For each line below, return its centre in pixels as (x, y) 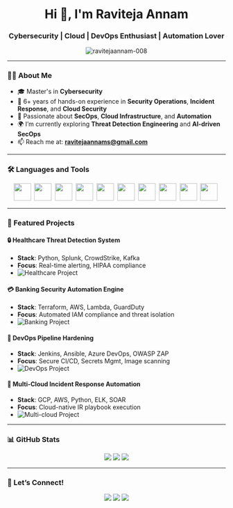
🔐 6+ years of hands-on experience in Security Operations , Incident (116, 101)
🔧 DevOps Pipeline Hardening (51, 338)
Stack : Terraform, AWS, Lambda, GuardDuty (81, 307)
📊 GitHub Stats (34, 439)
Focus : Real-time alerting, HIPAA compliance (81, 265)
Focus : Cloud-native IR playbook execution (79, 407)
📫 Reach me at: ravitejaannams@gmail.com (82, 141)
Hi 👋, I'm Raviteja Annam (116, 14)
